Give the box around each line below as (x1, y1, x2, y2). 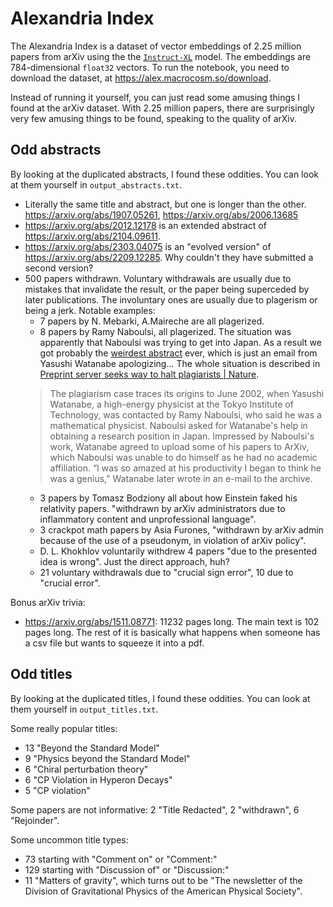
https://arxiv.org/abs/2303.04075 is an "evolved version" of (24, 240, 272, 252)
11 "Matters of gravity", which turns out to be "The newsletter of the (24, 874, 303, 886)
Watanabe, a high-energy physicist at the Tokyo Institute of (49, 398, 294, 410)
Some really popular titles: (10, 722, 118, 734)
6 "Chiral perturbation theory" (24, 763, 149, 775)
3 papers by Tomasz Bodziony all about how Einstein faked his (39, 492, 298, 504)
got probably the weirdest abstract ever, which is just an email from (39, 347, 318, 359)
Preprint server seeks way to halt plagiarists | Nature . (39, 368, 260, 380)
